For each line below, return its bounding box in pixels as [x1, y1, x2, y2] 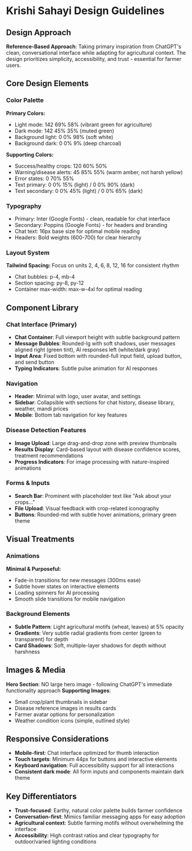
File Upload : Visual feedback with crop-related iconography [14, 504, 159, 511]
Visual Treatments [6, 534, 75, 544]
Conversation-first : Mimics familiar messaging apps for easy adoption [14, 813, 186, 821]
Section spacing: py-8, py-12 [14, 280, 84, 287]
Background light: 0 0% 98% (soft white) [14, 133, 114, 140]
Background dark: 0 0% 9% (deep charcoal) [14, 140, 122, 147]
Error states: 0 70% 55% [14, 175, 74, 182]
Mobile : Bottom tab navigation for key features [14, 412, 128, 419]
